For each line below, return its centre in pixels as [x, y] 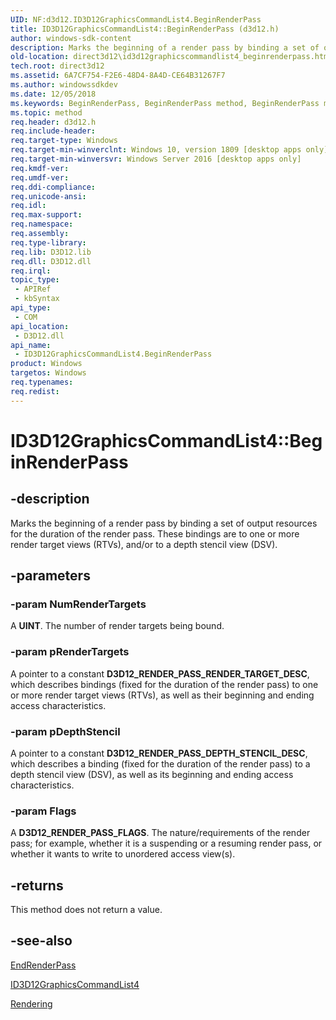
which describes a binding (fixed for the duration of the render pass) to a [160, 763]
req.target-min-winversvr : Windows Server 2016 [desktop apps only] [156, 159]
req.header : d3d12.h [53, 122]
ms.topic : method [46, 112]
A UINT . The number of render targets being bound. [117, 626]
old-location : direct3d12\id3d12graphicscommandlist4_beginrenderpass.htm [169, 57]
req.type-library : [48, 242]
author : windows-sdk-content [71, 38]
